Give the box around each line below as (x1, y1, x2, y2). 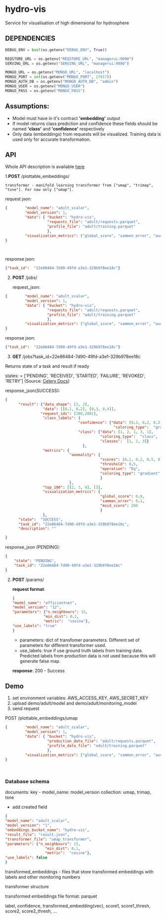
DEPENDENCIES (5, 34, 56, 43)
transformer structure (5, 884, 49, 890)
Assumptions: (5, 102, 49, 111)
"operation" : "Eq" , (100, 466, 140, 471)
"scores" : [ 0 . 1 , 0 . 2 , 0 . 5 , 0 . (100, 457, 163, 462)
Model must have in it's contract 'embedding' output (12, 115, 121, 121)
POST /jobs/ (12, 275, 38, 281)
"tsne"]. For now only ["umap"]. (5, 187, 74, 192)
